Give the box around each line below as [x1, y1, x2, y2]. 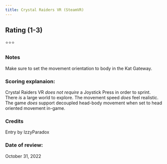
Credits [5, 117, 24, 124]
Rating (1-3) [5, 26, 43, 35]
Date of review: [5, 141, 44, 148]
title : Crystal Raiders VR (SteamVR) [5, 7, 84, 13]
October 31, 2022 [5, 153, 42, 159]
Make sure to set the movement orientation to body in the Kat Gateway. [5, 65, 152, 71]
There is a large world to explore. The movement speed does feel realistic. [5, 95, 159, 101]
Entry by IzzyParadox [5, 129, 50, 135]
